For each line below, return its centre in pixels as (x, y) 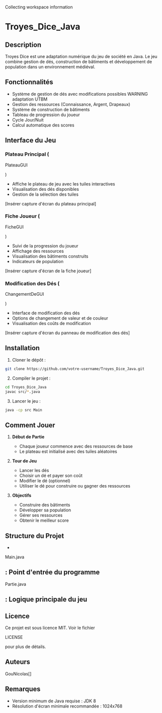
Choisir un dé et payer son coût (51, 476)
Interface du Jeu (31, 140)
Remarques (23, 689)
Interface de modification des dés (46, 313)
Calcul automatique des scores (43, 125)
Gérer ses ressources (41, 515)
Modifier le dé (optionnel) (45, 481)
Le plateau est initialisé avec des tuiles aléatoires (68, 451)
